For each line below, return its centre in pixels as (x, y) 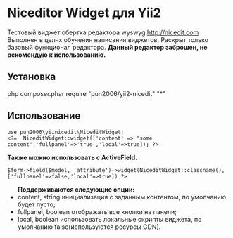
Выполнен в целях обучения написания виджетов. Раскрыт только (108, 39)
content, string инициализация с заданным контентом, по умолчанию (122, 197)
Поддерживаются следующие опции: (76, 189)
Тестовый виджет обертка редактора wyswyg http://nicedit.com (103, 32)
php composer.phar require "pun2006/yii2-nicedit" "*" (87, 93)
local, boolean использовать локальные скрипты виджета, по (109, 219)
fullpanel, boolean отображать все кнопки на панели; (97, 211)
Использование (44, 116)
